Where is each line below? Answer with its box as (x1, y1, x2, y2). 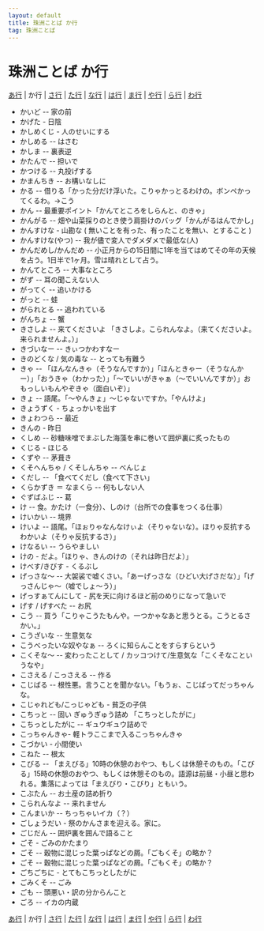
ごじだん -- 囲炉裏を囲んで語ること (19, 828, 134, 838)
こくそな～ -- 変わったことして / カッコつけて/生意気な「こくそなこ (19, 650, 240, 660)
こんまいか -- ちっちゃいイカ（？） (19, 808, 134, 818)
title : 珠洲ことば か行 (8, 19, 78, 27)
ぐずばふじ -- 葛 (19, 492, 73, 502)
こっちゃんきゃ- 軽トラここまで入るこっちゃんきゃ (19, 729, 184, 739)
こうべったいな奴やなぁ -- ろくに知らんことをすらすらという (19, 641, 217, 650)
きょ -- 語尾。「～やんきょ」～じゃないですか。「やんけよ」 (19, 394, 210, 403)
